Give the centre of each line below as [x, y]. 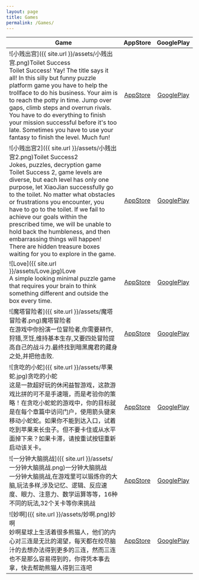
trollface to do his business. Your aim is [63, 93]
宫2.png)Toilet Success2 [44, 157]
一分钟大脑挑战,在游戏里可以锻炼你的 [60, 477]
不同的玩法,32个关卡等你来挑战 [52, 503]
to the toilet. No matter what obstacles [62, 195]
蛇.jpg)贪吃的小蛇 [33, 376]
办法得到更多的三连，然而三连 [75, 550]
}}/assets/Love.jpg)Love [42, 271]
